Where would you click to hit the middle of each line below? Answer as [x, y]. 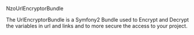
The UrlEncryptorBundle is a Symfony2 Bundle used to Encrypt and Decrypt [98, 20]
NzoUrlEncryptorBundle [35, 8]
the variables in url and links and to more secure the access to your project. [97, 26]
